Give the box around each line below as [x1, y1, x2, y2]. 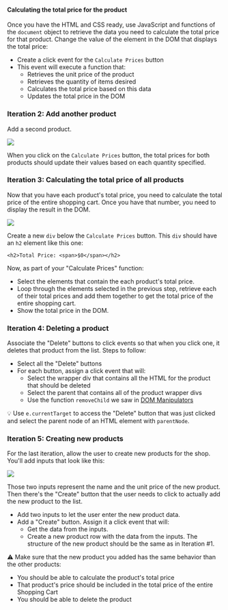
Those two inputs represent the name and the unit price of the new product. [7, 483, 220, 491]
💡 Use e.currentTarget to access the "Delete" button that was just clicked [7, 409, 216, 418]
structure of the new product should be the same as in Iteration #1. [27, 539, 215, 548]
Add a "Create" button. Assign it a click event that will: [16, 518, 169, 526]
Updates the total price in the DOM [27, 92, 126, 101]
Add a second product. [7, 125, 72, 133]
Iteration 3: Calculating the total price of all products [7, 175, 184, 185]
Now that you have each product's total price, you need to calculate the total [7, 190, 223, 199]
